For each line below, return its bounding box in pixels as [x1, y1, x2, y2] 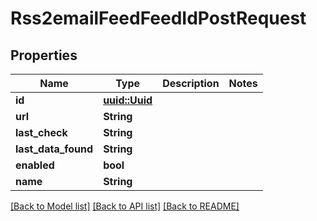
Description [162, 77, 220, 90]
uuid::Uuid [103, 93, 153, 107]
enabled [15, 158, 55, 172]
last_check [15, 126, 68, 139]
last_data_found [15, 142, 94, 156]
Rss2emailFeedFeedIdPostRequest [10, 7, 307, 30]
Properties [10, 47, 78, 64]
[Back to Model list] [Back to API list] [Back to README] [10, 200, 240, 212]
